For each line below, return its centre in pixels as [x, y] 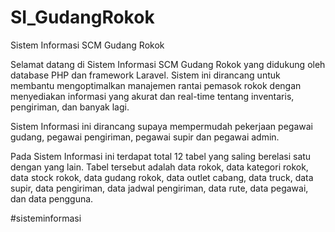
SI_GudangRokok [82, 17]
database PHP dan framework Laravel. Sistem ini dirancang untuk [145, 75]
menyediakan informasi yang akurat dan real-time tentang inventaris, [152, 96]
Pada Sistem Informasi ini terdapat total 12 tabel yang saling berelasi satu [161, 156]
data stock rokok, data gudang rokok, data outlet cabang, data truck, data [162, 177]
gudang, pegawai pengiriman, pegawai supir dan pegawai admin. [145, 137]
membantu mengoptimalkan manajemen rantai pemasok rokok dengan [156, 85]
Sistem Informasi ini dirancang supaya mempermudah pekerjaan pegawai [161, 126]
